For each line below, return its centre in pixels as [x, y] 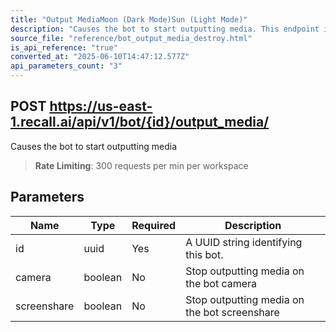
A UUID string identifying [244, 242]
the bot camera [221, 283]
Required [154, 225]
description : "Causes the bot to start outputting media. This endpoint [165, 29]
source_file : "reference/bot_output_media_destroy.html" [131, 38]
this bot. [204, 254]
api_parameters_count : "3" [66, 66]
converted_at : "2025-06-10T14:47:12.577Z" [100, 57]
